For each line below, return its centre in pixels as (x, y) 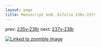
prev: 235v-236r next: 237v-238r (40, 29)
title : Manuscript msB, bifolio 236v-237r (50, 15)
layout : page (19, 10)
